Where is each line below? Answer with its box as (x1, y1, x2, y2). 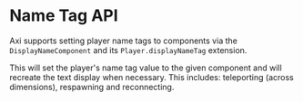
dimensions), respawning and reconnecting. (9, 81, 175, 92)
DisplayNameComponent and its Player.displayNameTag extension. (9, 44, 247, 55)
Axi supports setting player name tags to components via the (9, 35, 238, 46)
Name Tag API (9, 5, 118, 26)
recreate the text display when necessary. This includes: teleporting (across (9, 71, 294, 82)
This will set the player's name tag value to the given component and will (9, 62, 282, 73)
